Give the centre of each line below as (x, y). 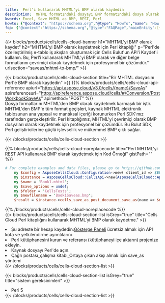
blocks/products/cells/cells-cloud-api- (120, 83)
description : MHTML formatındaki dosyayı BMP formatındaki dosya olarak (82, 14)
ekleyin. (13, 245)
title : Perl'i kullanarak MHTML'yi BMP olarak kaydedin (65, 10)
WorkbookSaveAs (23, 98)
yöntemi (13, 261)
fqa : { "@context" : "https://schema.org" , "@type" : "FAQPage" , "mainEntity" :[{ (83, 28)
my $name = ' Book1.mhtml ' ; (41, 182)
